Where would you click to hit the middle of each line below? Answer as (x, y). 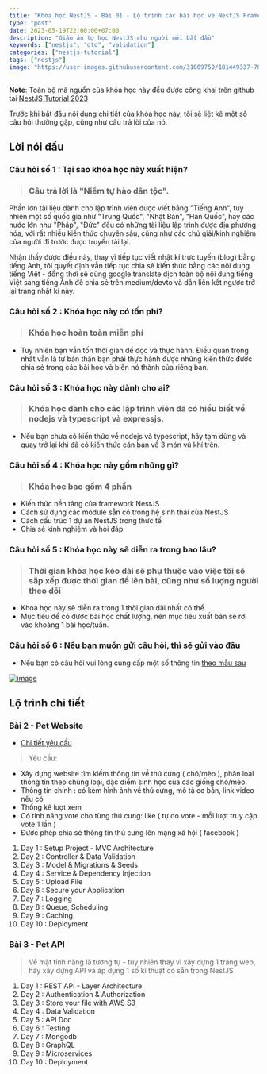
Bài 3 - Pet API (37, 945)
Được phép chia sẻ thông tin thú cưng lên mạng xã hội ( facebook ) (130, 833)
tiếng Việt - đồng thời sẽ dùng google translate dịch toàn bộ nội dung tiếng (131, 274)
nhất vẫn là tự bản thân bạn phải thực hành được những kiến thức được (136, 359)
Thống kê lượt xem (51, 807)
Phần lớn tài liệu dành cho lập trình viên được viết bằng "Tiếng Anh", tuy (126, 208)
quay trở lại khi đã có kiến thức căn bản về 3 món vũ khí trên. (120, 445)
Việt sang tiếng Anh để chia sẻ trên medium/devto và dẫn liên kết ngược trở (132, 283)
